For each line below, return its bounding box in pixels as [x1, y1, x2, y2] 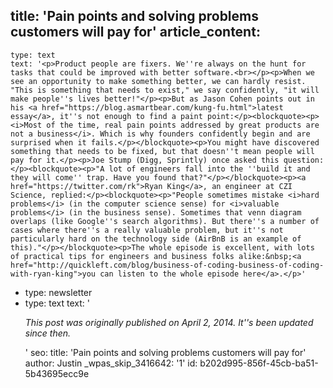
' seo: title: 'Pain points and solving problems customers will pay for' [24, 346, 307, 358]
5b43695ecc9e [24, 367, 90, 379]
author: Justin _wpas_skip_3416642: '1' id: [24, 357, 198, 369]
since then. [24, 327, 72, 339]
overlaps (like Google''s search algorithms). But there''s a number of [10, 216, 320, 226]
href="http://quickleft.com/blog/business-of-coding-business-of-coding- [10, 260, 325, 270]
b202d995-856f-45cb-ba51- [199, 357, 319, 369]
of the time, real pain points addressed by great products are [46, 120, 320, 130]
